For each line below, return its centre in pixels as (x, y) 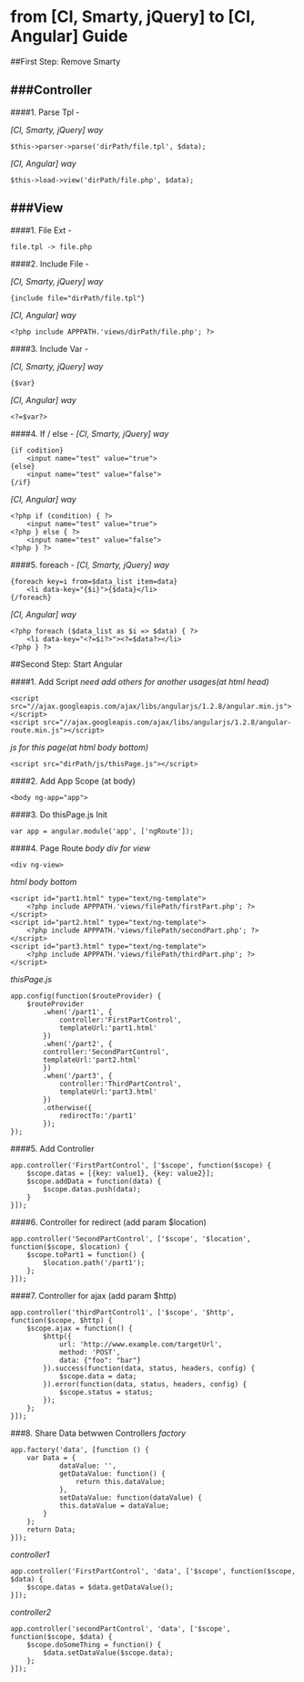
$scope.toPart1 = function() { (86, 1255)
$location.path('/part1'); (94, 1262)
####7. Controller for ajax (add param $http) (93, 1295)
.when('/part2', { (78, 1043)
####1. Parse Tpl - (45, 112)
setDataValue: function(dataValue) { (131, 1498)
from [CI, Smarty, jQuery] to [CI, (133, 17)
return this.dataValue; (121, 1481)
